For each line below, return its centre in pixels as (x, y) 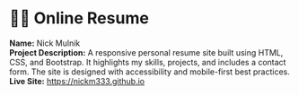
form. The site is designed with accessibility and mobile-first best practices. (149, 72)
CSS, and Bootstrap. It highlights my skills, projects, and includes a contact (148, 62)
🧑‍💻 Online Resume (79, 18)
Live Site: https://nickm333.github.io (77, 81)
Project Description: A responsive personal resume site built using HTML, (146, 52)
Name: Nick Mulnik (45, 43)
